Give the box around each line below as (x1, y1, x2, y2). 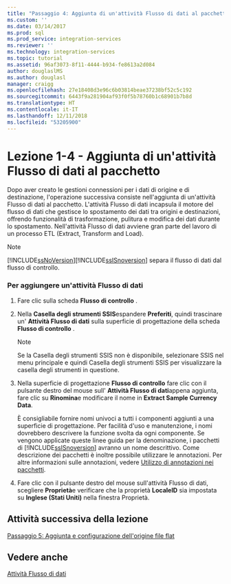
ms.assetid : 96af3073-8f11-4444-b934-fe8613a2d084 (7, 61, 155, 68)
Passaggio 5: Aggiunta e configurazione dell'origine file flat (7, 531, 175, 540)
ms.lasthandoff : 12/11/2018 (7, 112, 88, 119)
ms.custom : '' (7, 17, 48, 23)
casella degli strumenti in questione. (16, 365, 120, 374)
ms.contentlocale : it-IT (7, 106, 78, 113)
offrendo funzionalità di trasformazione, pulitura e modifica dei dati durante (7, 215, 220, 224)
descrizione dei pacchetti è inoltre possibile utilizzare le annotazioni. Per (16, 451, 222, 459)
